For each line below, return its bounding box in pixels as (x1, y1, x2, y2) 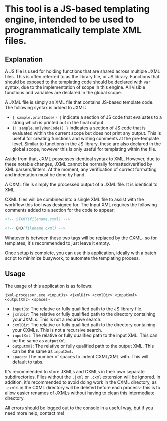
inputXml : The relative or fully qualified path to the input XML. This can (12, 332, 158, 338)
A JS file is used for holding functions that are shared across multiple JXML (5, 68, 161, 74)
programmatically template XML (5, 25, 142, 36)
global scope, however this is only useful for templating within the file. (12, 146, 157, 152)
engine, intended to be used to (5, 14, 134, 25)
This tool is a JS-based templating (5, 3, 150, 15)
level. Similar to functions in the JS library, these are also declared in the (12, 141, 161, 147)
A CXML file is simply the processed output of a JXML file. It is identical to (5, 181, 158, 187)
